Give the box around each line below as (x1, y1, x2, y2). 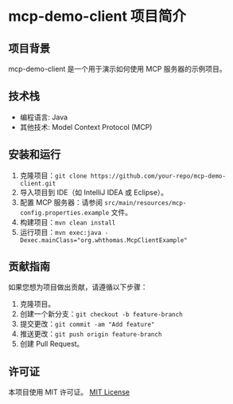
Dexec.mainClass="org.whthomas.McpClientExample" (19, 236, 188, 244)
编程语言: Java (19, 112, 68, 122)
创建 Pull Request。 (19, 339, 84, 349)
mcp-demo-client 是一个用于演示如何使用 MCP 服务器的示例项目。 (8, 65, 227, 73)
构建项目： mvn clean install (19, 217, 116, 227)
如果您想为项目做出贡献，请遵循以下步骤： (8, 282, 148, 292)
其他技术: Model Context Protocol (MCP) (19, 122, 153, 131)
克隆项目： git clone (19, 171, 87, 180)
